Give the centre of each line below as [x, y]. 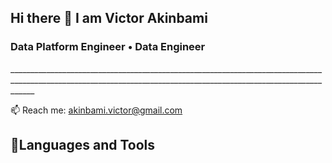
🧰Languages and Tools [83, 145]
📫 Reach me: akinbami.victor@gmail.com [96, 110]
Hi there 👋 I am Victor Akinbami [109, 18]
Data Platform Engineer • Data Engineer [108, 47]
